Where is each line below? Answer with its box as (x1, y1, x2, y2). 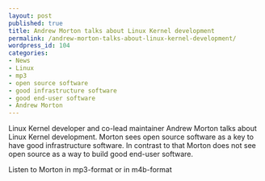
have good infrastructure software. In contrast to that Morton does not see (8, 141, 256, 150)
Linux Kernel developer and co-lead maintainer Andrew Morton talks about (8, 124, 257, 134)
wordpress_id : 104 (8, 42, 70, 50)
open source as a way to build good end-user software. (8, 150, 194, 159)
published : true (8, 19, 63, 27)
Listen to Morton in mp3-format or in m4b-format (8, 165, 172, 175)
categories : (8, 49, 48, 57)
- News (8, 57, 31, 65)
